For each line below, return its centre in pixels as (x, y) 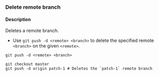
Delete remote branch (33, 7)
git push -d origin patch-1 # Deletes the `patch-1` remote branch (79, 69)
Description (18, 19)
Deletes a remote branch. (32, 31)
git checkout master (27, 64)
